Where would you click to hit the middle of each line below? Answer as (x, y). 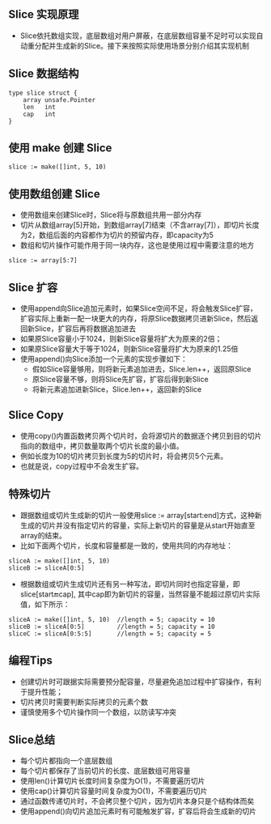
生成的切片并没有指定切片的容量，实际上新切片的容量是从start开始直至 (138, 525)
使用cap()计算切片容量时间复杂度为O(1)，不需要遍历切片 (114, 791)
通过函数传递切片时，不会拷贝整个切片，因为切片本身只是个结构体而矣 (137, 801)
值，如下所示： (45, 604)
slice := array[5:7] (43, 261)
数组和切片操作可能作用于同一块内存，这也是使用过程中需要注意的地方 (137, 245)
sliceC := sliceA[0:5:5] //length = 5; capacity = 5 (110, 634)
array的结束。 (43, 535)
